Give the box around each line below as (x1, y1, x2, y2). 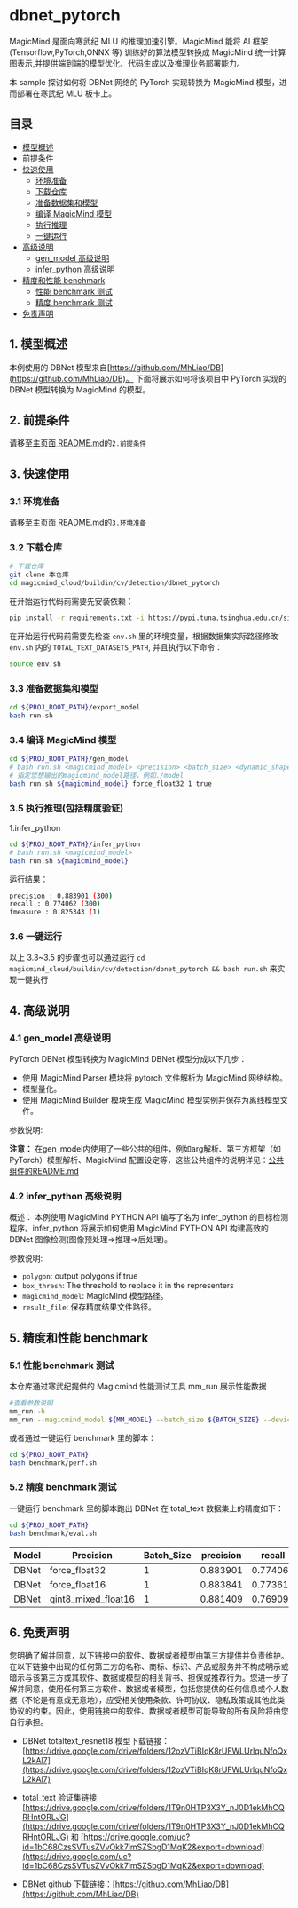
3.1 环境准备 (9, 495, 60, 507)
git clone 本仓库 (9, 570, 69, 580)
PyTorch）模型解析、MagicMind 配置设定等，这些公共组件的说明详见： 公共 (9, 1155, 285, 1166)
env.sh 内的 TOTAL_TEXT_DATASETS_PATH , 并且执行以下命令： (9, 641, 223, 653)
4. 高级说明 (9, 1002, 70, 1017)
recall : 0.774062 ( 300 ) (9, 899, 101, 908)
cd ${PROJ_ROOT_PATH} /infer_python (9, 840, 141, 849)
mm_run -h (9, 1406, 46, 1416)
